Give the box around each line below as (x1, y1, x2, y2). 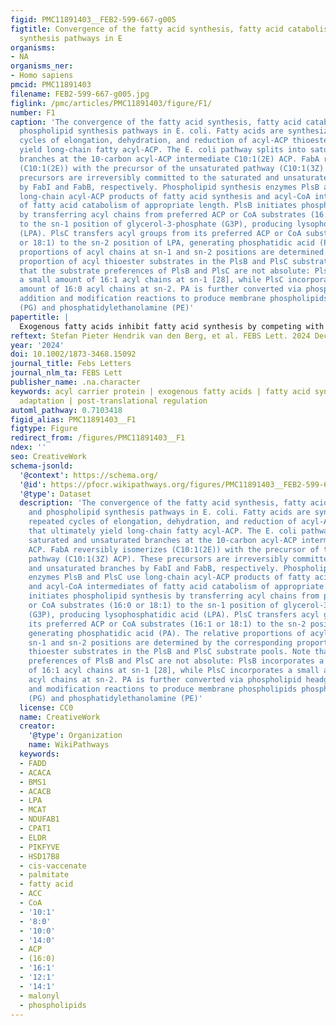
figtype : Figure (10, 424, 78, 434)
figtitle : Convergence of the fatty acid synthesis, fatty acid (10, 24, 284, 34)
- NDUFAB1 (19, 814, 60, 825)
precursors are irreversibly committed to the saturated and (19, 172, 280, 183)
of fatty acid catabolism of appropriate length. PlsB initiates (19, 201, 298, 211)
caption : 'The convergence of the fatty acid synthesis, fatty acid (10, 117, 302, 127)
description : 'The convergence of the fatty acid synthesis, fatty (19, 498, 307, 508)
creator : (19, 721, 56, 731)
